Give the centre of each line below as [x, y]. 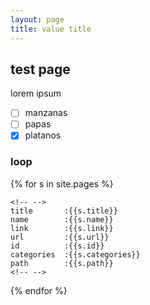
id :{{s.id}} [57, 246]
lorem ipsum [36, 93]
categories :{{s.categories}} [75, 254]
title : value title [51, 29]
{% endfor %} [39, 290]
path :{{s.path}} [62, 263]
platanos [43, 135]
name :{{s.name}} [62, 219]
